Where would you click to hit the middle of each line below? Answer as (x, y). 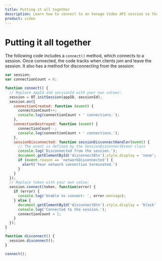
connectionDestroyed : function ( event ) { (56, 124)
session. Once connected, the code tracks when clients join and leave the (78, 61)
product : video (20, 18)
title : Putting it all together (37, 9)
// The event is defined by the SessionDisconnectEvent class (81, 146)
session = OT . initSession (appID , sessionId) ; (56, 97)
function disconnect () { (30, 236)
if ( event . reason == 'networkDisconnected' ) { (65, 160)
